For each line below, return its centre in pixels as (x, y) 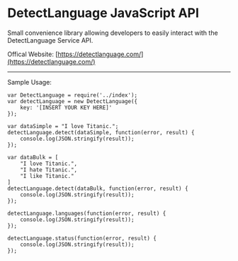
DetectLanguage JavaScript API (103, 13)
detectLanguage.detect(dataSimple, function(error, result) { (101, 132)
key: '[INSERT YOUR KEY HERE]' (66, 107)
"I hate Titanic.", (49, 170)
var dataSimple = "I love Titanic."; (63, 126)
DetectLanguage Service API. (50, 40)
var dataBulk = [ (33, 157)
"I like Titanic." (47, 176)
